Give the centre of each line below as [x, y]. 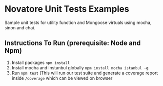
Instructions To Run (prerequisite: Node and [73, 43]
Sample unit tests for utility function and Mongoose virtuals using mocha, [78, 22]
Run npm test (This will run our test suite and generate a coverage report [85, 73]
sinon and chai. [20, 27]
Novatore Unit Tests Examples [67, 9]
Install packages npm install [41, 63]
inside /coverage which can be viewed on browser [62, 78]
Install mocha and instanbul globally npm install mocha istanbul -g [80, 67]
